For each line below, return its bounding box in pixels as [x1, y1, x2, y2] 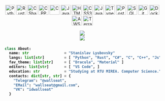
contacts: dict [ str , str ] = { [9, 74, 71, 78]
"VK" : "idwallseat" [13, 87, 54, 92]
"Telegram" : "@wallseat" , [13, 78, 67, 83]
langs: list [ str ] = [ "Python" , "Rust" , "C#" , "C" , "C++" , [9, 55, 151, 60]
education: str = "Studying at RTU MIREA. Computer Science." [9, 69, 162, 74]
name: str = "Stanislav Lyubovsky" [9, 50, 115, 56]
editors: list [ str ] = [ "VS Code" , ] [9, 64, 99, 70]
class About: [4, 46, 32, 51]
